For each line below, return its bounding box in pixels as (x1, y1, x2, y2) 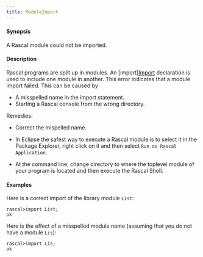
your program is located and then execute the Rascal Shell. (15, 167, 163, 175)
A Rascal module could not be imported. (6, 41, 107, 49)
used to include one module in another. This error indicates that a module (6, 76, 191, 83)
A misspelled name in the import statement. (15, 94, 125, 101)
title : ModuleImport (6, 9, 59, 15)
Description (6, 56, 37, 63)
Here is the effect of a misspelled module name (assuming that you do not (6, 222, 193, 230)
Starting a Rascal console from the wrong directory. (15, 100, 145, 107)
